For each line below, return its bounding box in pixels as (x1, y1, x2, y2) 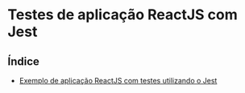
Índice (7, 55, 39, 68)
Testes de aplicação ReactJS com (7, 6, 239, 24)
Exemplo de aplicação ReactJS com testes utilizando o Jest (19, 76, 218, 85)
